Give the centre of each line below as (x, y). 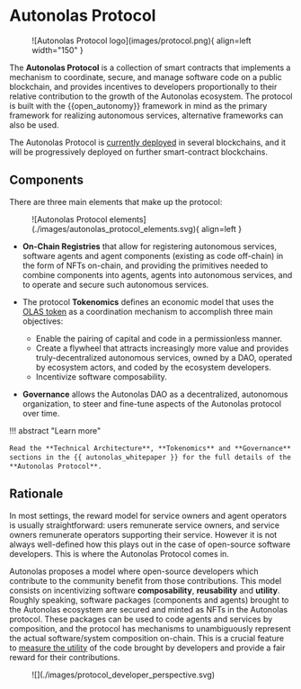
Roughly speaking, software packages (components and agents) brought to (149, 600)
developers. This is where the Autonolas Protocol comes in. (119, 553)
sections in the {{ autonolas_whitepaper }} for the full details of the (150, 457)
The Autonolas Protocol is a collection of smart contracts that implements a (150, 67)
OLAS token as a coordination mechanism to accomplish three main (148, 311)
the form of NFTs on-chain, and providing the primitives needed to (145, 265)
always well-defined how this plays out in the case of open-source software (150, 544)
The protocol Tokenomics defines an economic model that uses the (148, 301)
